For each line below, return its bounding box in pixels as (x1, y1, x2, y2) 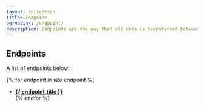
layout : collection (6, 9, 56, 15)
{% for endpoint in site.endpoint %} (6, 77, 95, 84)
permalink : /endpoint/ (6, 20, 64, 26)
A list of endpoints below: (6, 64, 70, 72)
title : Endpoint (6, 15, 47, 21)
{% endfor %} (15, 95, 50, 102)
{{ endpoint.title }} (15, 88, 63, 95)
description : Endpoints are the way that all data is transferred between (6, 26, 200, 32)
